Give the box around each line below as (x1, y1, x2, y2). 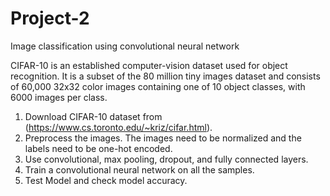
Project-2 (10, 7, 90, 30)
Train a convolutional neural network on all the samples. (24, 163, 255, 176)
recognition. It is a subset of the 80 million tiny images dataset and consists (10, 70, 321, 82)
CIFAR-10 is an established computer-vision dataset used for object (10, 59, 288, 71)
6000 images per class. (10, 91, 108, 103)
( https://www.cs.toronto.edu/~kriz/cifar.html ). (24, 121, 213, 133)
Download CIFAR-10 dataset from (24, 110, 163, 122)
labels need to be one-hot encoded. (24, 142, 173, 154)
